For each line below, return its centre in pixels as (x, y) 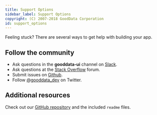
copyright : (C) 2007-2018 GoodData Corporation (55, 19)
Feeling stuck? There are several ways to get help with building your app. (79, 37)
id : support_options (26, 23)
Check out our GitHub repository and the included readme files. (68, 107)
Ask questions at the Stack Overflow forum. (56, 69)
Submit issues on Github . (37, 75)
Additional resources (38, 95)
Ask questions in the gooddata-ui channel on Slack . (65, 65)
